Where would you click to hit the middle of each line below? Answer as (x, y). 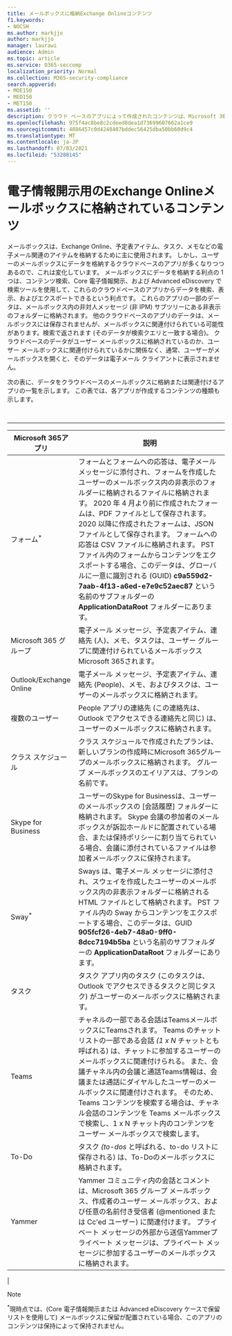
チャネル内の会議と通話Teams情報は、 (148, 1071)
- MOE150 (20, 91)
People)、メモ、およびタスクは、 (151, 684)
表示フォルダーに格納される (165, 892)
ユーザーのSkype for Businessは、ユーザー (147, 796)
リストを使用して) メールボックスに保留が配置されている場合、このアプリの (115, 1317)
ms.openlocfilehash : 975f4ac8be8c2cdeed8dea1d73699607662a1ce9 (100, 123)
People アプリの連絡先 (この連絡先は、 (141, 708)
